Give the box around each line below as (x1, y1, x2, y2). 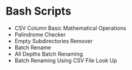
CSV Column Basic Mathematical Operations (14, 24, 127, 32)
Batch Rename (14, 44, 52, 51)
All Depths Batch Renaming (14, 50, 83, 57)
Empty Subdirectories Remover (14, 37, 93, 44)
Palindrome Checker (14, 30, 66, 38)
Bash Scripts (5, 4, 71, 18)
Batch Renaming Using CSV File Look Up (14, 57, 117, 64)
